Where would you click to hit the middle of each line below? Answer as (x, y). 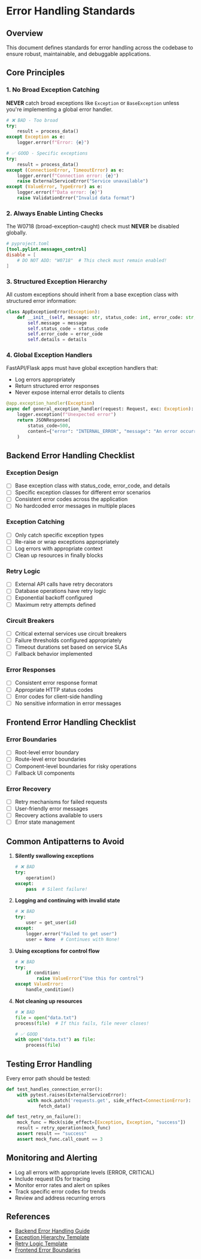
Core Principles (36, 73)
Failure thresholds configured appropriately (68, 640)
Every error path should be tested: (48, 1078)
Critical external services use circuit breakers (71, 633)
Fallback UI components (45, 773)
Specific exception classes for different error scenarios (83, 492)
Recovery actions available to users (59, 815)
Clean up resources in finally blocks (59, 555)
